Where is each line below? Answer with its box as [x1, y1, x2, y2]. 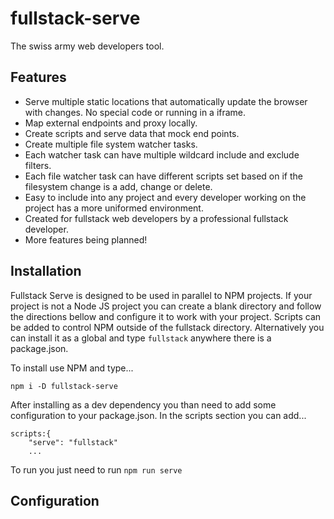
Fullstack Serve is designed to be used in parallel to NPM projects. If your [10, 289, 313, 301]
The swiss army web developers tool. [10, 40, 165, 52]
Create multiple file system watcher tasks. [24, 138, 198, 150]
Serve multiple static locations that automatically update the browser [24, 95, 308, 107]
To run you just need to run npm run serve [10, 463, 183, 476]
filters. [24, 159, 52, 171]
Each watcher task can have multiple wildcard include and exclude [24, 148, 300, 161]
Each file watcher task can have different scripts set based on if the [24, 170, 303, 182]
